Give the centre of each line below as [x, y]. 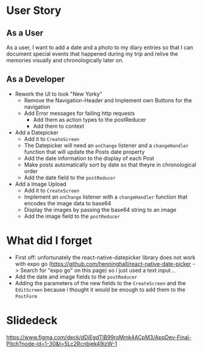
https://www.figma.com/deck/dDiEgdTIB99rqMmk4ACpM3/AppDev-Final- [99, 337]
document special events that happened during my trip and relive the [92, 54]
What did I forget [49, 240]
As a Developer [36, 79]
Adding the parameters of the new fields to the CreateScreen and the [100, 283]
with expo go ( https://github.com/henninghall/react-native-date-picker [103, 263]
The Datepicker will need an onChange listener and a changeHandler [106, 145]
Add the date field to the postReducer [70, 177]
